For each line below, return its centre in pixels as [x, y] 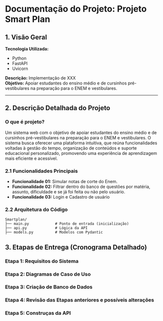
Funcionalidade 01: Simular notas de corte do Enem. [65, 181]
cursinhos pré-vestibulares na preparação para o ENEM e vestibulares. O [78, 137]
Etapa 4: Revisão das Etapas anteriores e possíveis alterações [80, 300]
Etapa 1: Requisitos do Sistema [42, 261]
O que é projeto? [25, 122]
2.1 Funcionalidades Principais [41, 171]
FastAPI [20, 63]
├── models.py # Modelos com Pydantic [54, 232]
